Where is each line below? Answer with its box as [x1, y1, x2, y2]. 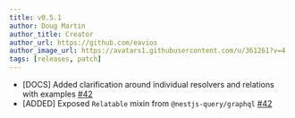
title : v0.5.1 [9, 13, 63, 22]
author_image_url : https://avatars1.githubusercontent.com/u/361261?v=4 [9, 46, 286, 55]
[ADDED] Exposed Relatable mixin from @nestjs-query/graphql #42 [21, 98, 273, 108]
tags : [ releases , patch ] [9, 55, 102, 63]
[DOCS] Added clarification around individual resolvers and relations [21, 80, 274, 89]
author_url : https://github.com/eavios [9, 38, 158, 47]
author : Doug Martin [9, 21, 87, 30]
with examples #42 [21, 88, 93, 99]
